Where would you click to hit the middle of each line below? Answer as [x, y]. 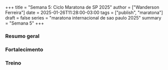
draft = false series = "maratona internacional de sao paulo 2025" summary [83, 18]
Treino [13, 63]
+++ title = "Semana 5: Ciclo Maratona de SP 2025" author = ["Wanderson [82, 7]
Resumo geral [22, 36]
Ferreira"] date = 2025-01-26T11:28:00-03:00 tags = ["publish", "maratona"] [84, 12]
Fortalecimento [24, 49]
